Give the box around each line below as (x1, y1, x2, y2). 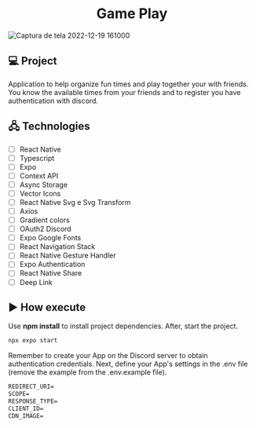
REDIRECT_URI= (8, 382, 55, 391)
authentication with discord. (8, 96, 99, 105)
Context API (19, 170, 59, 181)
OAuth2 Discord (19, 225, 72, 234)
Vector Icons (19, 188, 61, 198)
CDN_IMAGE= (8, 412, 44, 420)
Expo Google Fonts (19, 233, 82, 243)
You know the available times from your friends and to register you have (8, 87, 241, 97)
